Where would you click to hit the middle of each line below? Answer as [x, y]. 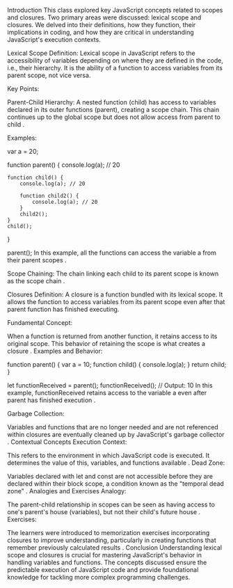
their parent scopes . [37, 260]
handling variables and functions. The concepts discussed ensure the [107, 562]
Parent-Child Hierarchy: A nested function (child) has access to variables [112, 102]
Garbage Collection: [36, 414]
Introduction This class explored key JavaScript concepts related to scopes [115, 10]
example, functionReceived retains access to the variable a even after [107, 393]
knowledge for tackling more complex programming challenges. [99, 577]
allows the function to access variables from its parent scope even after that [116, 302]
